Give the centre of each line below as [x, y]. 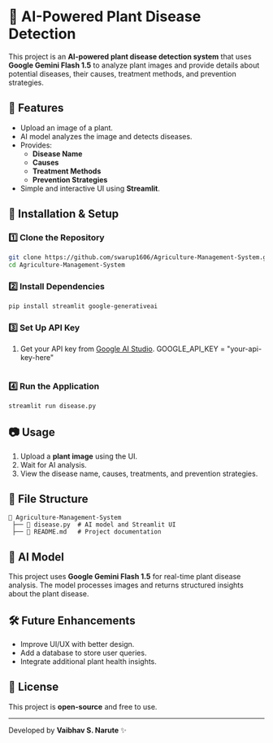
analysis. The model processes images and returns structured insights [126, 585]
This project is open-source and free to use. [83, 706]
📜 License [34, 687]
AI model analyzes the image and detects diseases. [106, 136]
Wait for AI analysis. [53, 464]
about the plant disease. [49, 594]
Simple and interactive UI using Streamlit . [90, 188]
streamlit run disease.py [52, 406]
